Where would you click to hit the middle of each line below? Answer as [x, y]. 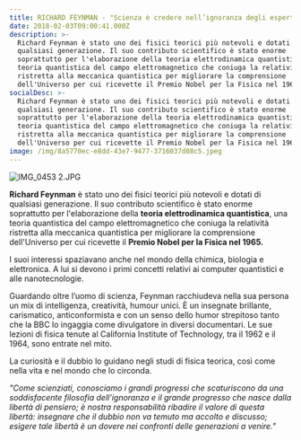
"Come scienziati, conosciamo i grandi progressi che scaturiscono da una [146, 388]
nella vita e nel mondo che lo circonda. [81, 370]
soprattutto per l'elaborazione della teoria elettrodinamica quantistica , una [149, 213]
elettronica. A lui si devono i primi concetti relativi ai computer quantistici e [146, 268]
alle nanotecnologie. [47, 278]
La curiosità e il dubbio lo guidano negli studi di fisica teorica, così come [142, 361]
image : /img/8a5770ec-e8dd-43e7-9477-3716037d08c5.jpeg [116, 151]
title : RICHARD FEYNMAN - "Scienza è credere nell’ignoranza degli [138, 18]
